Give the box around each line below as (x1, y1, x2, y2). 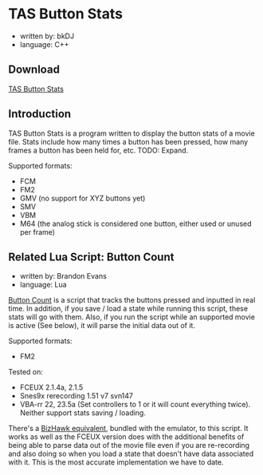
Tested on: (8, 367, 44, 377)
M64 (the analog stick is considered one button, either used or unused (19, 219, 253, 228)
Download (8, 63, 60, 77)
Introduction (8, 107, 72, 121)
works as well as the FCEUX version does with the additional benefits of (8, 432, 245, 441)
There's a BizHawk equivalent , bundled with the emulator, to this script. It (8, 424, 249, 433)
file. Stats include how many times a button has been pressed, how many (8, 137, 249, 146)
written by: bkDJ (19, 31, 74, 41)
